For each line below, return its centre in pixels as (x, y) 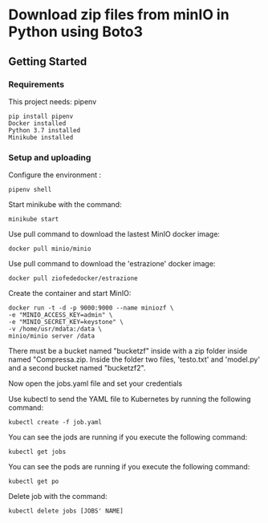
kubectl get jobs (37, 452)
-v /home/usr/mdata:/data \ (55, 329)
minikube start (34, 219)
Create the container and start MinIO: (70, 294)
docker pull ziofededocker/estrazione (73, 278)
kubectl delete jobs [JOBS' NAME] (66, 511)
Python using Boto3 (75, 32)
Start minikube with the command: (65, 205)
